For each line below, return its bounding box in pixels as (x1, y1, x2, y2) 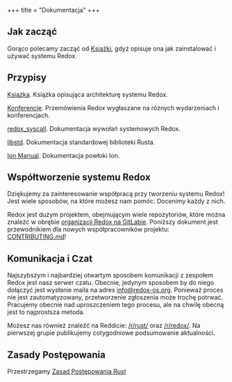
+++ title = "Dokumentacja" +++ (7, 6, 100, 14)
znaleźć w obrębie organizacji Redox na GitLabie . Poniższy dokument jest (7, 218, 218, 226)
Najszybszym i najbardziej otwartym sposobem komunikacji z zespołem (7, 271, 214, 279)
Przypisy (7, 72, 47, 84)
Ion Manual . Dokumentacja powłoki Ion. (7, 151, 120, 159)
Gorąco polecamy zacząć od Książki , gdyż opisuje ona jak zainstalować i (7, 44, 217, 53)
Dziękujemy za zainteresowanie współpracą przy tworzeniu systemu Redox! (7, 190, 225, 198)
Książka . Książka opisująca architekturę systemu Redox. (7, 90, 168, 98)
